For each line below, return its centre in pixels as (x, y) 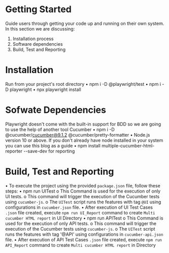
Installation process (33, 39)
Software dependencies (38, 44)
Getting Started (39, 9)
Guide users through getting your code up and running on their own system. (85, 23)
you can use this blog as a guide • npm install (53, 145)
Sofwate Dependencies (56, 110)
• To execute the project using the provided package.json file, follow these (83, 185)
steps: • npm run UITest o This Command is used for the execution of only (83, 191)
